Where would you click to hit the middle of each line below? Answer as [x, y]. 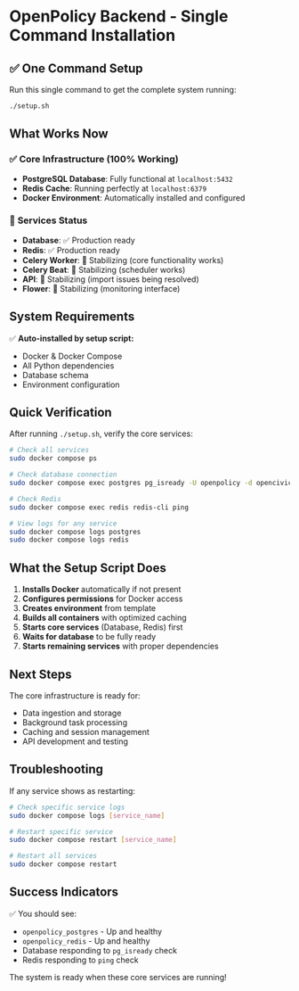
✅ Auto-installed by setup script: [72, 338]
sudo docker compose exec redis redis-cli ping [99, 507]
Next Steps [40, 674]
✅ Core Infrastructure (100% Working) [94, 160]
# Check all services [49, 450]
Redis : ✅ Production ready [71, 250]
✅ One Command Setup [76, 68]
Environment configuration [71, 384]
